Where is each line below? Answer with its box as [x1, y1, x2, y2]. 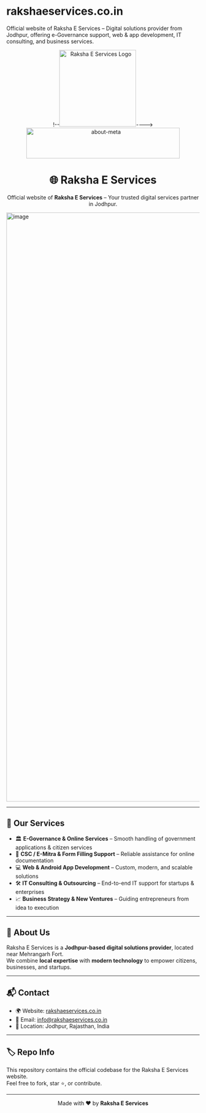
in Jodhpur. [88, 200, 118, 207]
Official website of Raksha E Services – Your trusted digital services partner [7, 193, 199, 201]
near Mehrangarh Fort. [6, 950, 64, 958]
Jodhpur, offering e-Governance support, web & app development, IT [6, 31, 182, 38]
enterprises [15, 888, 45, 895]
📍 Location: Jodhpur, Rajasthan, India [15, 1023, 110, 1030]
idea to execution [15, 904, 59, 911]
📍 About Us [6, 928, 50, 938]
